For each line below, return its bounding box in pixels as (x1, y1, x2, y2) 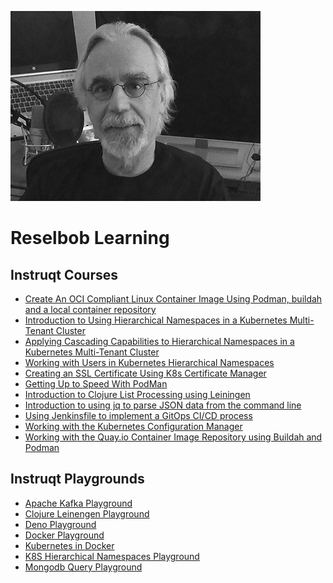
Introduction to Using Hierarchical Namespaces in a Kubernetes (24, 314, 288, 326)
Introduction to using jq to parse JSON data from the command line (24, 399, 302, 411)
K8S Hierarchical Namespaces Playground (24, 550, 200, 562)
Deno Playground (24, 518, 97, 530)
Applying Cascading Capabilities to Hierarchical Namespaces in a (24, 336, 295, 347)
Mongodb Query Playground (24, 561, 143, 573)
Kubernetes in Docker (24, 539, 115, 551)
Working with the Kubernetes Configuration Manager (24, 421, 243, 432)
